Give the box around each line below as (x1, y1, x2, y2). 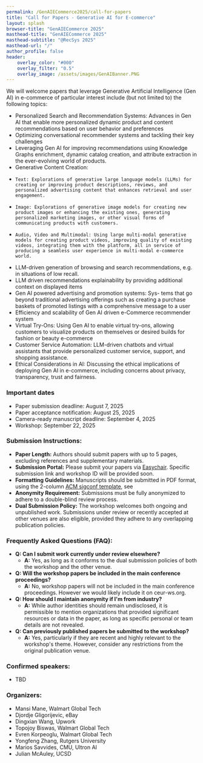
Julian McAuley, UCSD (15, 750, 72, 757)
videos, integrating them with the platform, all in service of (15, 243, 181, 249)
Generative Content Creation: (15, 164, 89, 171)
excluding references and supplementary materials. (15, 457, 144, 464)
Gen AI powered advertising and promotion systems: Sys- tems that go (15, 289, 193, 297)
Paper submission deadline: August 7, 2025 (15, 402, 124, 409)
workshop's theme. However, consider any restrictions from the (24, 640, 184, 648)
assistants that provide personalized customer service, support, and (15, 348, 186, 355)
